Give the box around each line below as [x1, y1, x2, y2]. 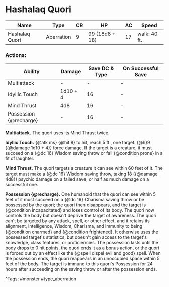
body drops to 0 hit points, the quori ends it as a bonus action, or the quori [5, 245, 159, 251]
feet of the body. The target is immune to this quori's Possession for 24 [5, 261, 153, 267]
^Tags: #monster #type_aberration [5, 276, 76, 282]
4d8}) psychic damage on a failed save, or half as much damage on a [5, 176, 149, 182]
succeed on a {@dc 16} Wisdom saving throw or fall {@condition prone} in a [5, 150, 163, 156]
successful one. [5, 182, 39, 188]
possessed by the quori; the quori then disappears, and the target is [5, 202, 146, 208]
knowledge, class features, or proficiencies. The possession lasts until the [5, 240, 159, 246]
